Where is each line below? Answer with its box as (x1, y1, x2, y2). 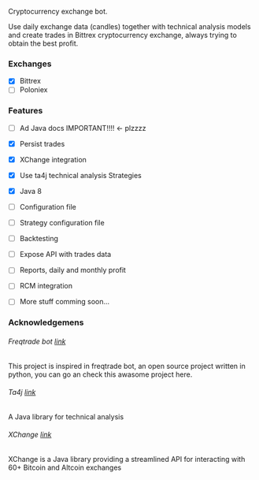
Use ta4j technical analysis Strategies (19, 170, 142, 180)
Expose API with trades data (19, 250, 112, 259)
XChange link (8, 430, 52, 440)
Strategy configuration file (19, 218, 105, 228)
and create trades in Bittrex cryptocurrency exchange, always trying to (8, 31, 238, 39)
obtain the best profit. (8, 39, 79, 48)
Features (8, 106, 43, 117)
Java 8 (19, 186, 42, 195)
